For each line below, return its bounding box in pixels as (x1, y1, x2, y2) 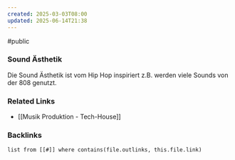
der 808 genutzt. (7, 78, 57, 86)
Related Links (7, 96, 56, 106)
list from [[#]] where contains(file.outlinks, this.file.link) (7, 146, 202, 154)
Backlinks (7, 130, 43, 140)
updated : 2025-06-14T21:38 (7, 17, 88, 24)
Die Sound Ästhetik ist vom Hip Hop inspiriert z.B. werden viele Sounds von (7, 71, 229, 79)
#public (7, 36, 30, 45)
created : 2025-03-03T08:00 (7, 10, 88, 18)
